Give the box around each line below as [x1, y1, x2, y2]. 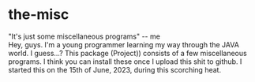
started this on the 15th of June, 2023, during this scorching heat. [8, 65, 222, 74]
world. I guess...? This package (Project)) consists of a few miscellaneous [8, 48, 247, 58]
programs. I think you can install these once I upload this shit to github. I [8, 57, 242, 66]
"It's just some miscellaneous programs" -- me [8, 32, 160, 41]
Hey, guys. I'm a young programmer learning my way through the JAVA [8, 39, 239, 49]
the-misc [8, 6, 69, 24]
